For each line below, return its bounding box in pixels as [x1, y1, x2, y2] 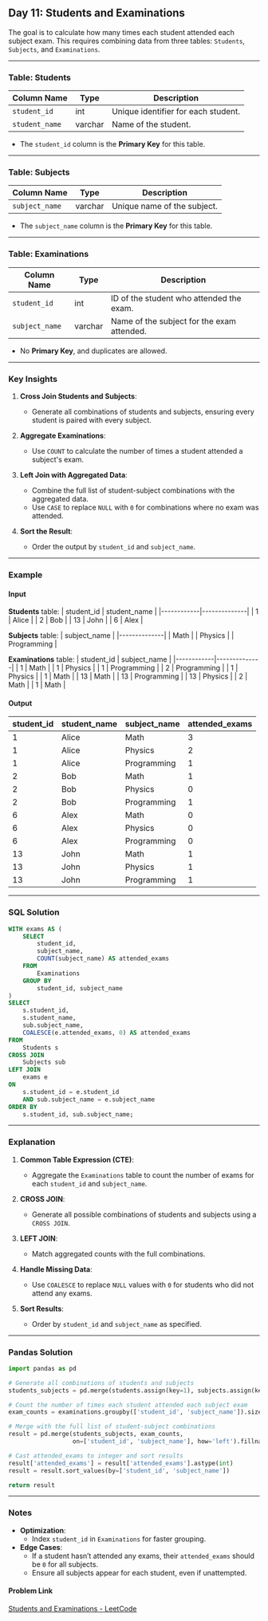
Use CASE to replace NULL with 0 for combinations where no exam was [31, 502, 259, 512]
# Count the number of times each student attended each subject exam [8, 1401, 248, 1409]
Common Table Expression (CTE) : [19, 1155, 134, 1164]
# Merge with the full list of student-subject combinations [8, 1422, 216, 1430]
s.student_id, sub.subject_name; [22, 1110, 134, 1119]
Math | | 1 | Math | [8, 680, 66, 690]
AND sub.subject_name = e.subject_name [22, 1096, 156, 1104]
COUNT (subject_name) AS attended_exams [37, 954, 170, 963]
